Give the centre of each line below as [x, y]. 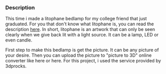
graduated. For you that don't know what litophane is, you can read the [80, 24]
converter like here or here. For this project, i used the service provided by [83, 61]
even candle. [19, 40]
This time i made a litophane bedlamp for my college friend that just [76, 19]
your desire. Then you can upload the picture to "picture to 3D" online [78, 55]
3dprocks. [16, 66]
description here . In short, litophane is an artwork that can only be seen [80, 29]
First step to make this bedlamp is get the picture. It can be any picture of [82, 50]
